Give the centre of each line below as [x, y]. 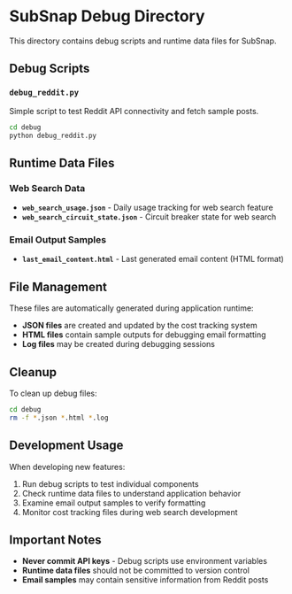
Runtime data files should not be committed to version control [136, 571]
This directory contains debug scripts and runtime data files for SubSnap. [143, 41]
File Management [58, 286]
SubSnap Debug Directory [107, 16]
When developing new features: [67, 467]
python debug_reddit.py [53, 135]
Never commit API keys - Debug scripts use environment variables [145, 561]
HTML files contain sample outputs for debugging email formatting [144, 335]
